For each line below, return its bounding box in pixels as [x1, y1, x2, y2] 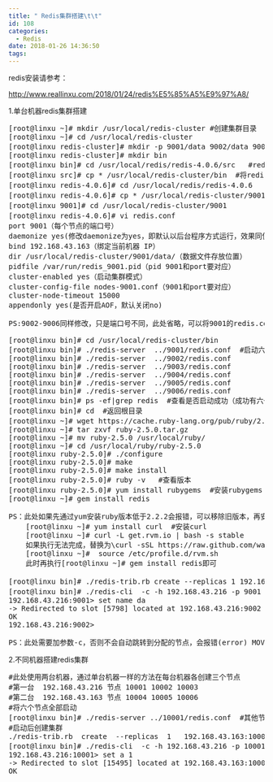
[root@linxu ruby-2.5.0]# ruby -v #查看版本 [8, 476, 192, 484]
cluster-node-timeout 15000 [8, 291, 120, 300]
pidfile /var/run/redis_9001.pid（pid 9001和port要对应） [8, 262, 236, 271]
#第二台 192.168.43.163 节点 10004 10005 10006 [8, 693, 199, 702]
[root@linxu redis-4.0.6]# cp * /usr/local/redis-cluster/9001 [8, 191, 266, 200]
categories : [8, 27, 49, 35]
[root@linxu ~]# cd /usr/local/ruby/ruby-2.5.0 [8, 441, 201, 450]
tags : [8, 50, 27, 58]
